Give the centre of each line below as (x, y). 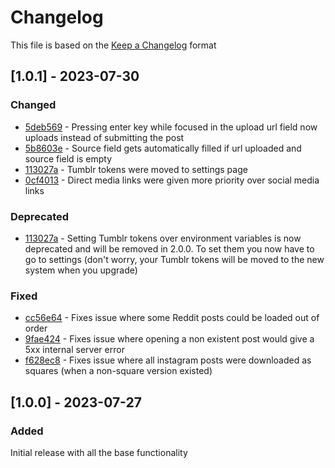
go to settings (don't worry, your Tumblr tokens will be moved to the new (174, 259)
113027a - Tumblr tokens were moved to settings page (136, 169)
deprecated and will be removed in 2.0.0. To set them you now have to (169, 248)
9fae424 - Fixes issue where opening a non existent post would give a (169, 339)
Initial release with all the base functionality (99, 452)
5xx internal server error (74, 350)
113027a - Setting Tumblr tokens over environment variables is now (163, 238)
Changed (33, 105)
